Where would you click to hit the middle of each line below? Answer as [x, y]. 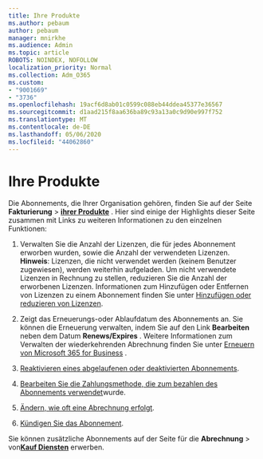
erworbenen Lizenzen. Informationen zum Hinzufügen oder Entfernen [134, 287]
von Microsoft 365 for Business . [73, 353]
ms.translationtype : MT [48, 120]
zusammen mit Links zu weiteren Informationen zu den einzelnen [115, 220]
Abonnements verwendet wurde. [73, 393]
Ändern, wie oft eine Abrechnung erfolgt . [87, 408]
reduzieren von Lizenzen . [61, 303]
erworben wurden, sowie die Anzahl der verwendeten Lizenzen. [125, 253]
